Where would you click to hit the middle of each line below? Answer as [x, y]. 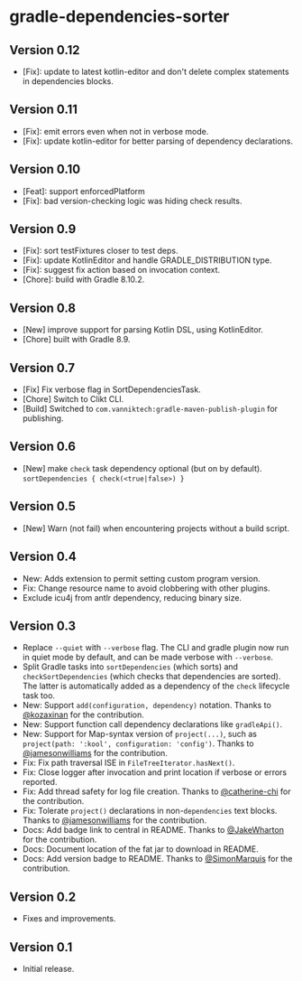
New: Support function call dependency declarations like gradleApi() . [152, 724]
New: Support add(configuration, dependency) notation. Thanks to [147, 705]
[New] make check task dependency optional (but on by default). [142, 468]
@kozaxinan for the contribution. [83, 715]
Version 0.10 [45, 169]
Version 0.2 [43, 897]
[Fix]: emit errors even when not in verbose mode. [115, 131]
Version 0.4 [43, 557]
